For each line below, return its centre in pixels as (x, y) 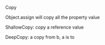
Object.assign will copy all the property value (53, 17)
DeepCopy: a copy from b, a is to (40, 37)
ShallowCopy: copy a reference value (45, 27)
